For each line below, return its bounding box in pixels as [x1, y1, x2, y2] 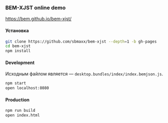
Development [5, 59, 35, 66]
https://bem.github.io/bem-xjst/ [5, 16, 72, 22]
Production [5, 96, 30, 102]
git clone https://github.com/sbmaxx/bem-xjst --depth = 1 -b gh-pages [5, 39, 157, 44]
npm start [5, 81, 27, 86]
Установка [5, 27, 29, 33]
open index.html [5, 113, 40, 118]
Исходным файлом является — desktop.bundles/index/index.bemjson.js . [5, 71, 163, 77]
